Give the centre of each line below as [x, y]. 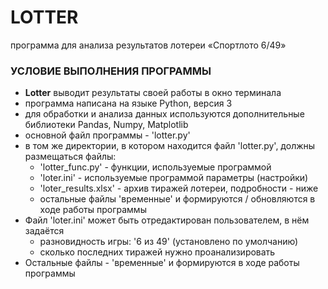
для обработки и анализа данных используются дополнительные [164, 114]
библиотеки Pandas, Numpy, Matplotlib [106, 125]
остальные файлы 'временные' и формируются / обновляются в [177, 199]
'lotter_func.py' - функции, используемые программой [155, 167]
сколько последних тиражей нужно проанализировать [157, 252]
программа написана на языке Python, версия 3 [128, 103]
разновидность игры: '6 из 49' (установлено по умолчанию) [169, 242]
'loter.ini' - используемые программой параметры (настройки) [174, 178]
